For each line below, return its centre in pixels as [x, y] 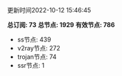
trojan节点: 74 [37, 57]
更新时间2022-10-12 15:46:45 [49, 10]
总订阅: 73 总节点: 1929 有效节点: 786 [61, 25]
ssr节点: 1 [31, 65]
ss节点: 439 [34, 39]
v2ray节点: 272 [38, 48]
